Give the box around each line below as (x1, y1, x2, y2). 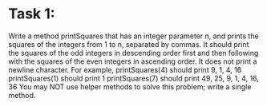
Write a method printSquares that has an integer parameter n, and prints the (8, 31, 259, 41)
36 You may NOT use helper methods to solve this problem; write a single (8, 81, 252, 92)
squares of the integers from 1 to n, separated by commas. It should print (8, 39, 249, 49)
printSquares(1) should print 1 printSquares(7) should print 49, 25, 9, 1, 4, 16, (8, 73, 259, 83)
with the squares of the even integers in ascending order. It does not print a (8, 57, 257, 66)
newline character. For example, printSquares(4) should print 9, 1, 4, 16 (8, 65, 242, 74)
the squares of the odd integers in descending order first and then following (8, 48, 259, 57)
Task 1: (8, 5, 55, 23)
